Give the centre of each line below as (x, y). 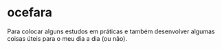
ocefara (30, 13)
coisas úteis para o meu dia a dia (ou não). (67, 38)
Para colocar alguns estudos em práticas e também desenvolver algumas (111, 31)
